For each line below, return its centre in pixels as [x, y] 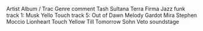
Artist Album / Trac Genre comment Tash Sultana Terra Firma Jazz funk [96, 9]
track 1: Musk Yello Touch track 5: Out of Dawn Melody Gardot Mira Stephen [102, 15]
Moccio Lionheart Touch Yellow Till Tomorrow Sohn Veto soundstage [93, 22]
